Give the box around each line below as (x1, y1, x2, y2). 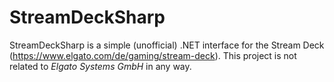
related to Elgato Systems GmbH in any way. (9, 60, 192, 72)
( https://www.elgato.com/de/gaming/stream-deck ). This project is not (9, 49, 297, 61)
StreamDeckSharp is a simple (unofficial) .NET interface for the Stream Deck (9, 39, 325, 51)
